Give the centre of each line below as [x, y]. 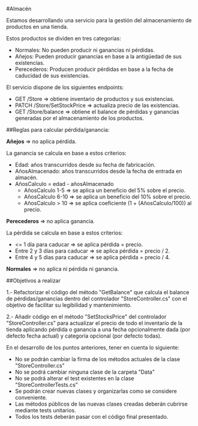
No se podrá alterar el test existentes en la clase [74, 378]
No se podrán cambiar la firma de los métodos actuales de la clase [97, 359]
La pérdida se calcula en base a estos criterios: [64, 233]
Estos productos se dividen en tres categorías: [64, 38]
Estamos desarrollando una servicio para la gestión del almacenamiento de [99, 20]
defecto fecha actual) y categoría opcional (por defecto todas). [84, 336]
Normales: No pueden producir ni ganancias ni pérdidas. [85, 50]
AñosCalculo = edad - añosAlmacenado [64, 184]
